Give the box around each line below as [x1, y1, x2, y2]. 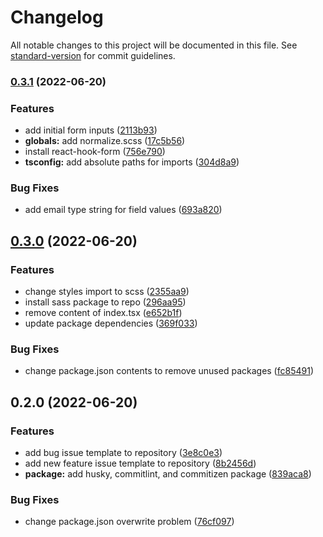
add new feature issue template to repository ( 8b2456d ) [24, 457, 257, 470]
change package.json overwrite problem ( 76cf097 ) [24, 516, 235, 528]
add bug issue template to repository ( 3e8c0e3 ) [24, 447, 223, 459]
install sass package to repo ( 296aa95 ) [24, 296, 187, 308]
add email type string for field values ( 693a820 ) [24, 204, 223, 216]
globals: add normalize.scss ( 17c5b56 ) [24, 135, 186, 147]
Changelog [10, 6, 104, 29]
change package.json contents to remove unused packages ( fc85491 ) [24, 365, 314, 377]
